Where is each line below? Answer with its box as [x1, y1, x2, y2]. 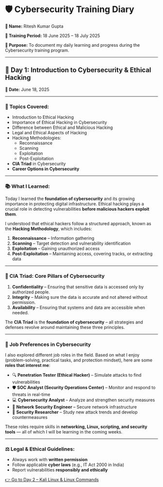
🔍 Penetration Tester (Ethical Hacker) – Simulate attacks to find [12, 372, 142, 378]
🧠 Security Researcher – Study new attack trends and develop [12, 409, 138, 415]
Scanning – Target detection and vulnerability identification [12, 240, 131, 246]
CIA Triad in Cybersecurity [12, 161, 66, 167]
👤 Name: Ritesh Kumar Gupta [5, 23, 64, 29]
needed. [12, 309, 29, 315]
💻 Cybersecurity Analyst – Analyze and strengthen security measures [12, 397, 155, 403]
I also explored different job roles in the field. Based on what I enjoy [5, 352, 140, 358]
